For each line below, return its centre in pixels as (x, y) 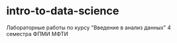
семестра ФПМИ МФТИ (37, 33)
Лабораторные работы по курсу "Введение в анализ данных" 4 (89, 27)
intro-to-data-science (63, 11)
